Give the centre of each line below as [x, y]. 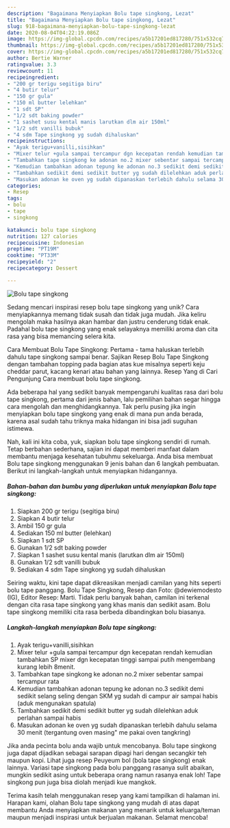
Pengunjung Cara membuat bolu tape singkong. [75, 379]
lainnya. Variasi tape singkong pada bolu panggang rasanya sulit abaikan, [111, 767]
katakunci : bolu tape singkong [52, 230]
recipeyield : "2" [32, 262]
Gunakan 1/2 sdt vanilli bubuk [59, 562]
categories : [24, 186]
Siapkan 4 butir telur [46, 518]
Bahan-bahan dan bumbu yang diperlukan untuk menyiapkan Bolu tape [112, 486]
